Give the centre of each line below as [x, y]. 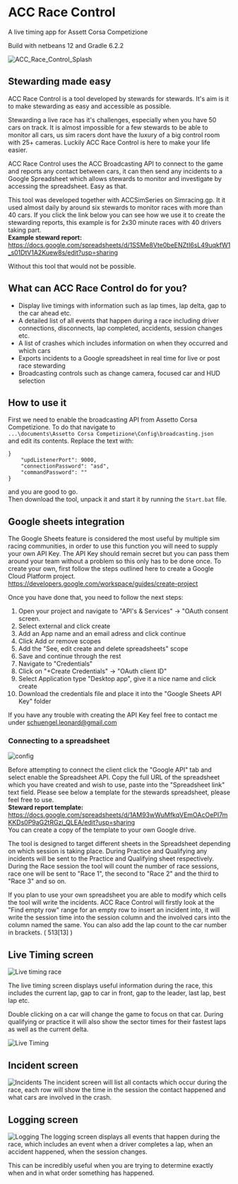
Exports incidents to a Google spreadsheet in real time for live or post [119, 358]
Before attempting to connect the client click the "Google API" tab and [110, 770]
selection [31, 381]
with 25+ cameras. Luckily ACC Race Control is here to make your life [109, 142]
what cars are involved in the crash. [60, 1098]
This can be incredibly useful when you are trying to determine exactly [111, 1165]
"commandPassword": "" [54, 472]
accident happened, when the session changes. [78, 1151]
